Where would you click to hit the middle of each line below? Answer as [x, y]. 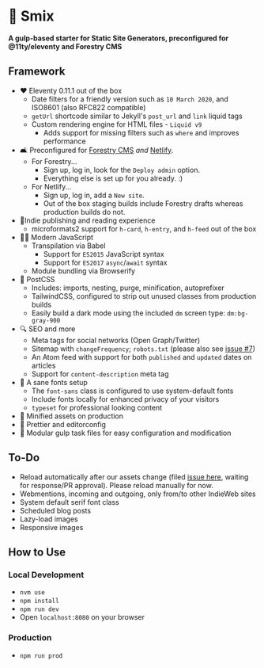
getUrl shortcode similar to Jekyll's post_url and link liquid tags [137, 116]
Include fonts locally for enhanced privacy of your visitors [125, 399]
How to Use [37, 552]
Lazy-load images [49, 519]
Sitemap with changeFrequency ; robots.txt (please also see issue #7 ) [143, 349]
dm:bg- [238, 313]
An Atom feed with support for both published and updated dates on [141, 357]
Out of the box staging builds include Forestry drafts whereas [143, 203]
